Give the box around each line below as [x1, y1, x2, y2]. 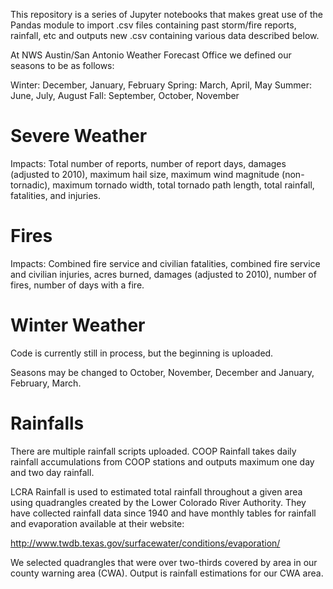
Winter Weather [10, 314, 146, 337]
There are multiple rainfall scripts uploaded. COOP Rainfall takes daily [10, 445, 297, 457]
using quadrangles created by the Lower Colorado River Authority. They [10, 496, 307, 508]
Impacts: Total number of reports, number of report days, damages [10, 157, 287, 169]
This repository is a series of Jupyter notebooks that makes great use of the [10, 9, 323, 20]
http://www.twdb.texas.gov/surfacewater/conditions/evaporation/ [10, 537, 281, 549]
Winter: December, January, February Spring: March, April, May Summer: [10, 79, 312, 91]
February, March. [10, 377, 82, 389]
